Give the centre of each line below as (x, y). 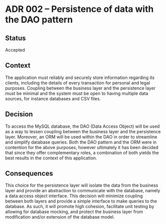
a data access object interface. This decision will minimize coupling (74, 196)
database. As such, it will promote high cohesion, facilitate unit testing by (80, 207)
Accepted (15, 50)
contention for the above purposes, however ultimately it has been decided (82, 147)
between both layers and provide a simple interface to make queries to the (81, 201)
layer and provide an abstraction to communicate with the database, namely (83, 191)
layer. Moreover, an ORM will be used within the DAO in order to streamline (81, 137)
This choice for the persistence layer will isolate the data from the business (82, 185)
